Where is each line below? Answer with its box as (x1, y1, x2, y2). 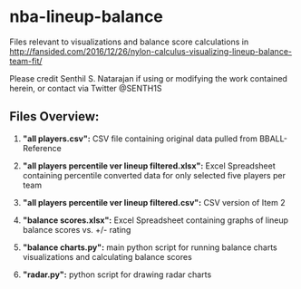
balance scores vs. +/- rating (22, 224, 131, 235)
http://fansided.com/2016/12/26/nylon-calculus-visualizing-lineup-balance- (9, 45, 293, 56)
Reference (22, 142, 62, 153)
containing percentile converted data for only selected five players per (22, 169, 286, 180)
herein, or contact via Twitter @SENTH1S (9, 82, 162, 93)
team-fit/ (9, 55, 43, 66)
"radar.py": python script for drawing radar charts (22, 269, 212, 280)
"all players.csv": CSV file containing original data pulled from (22, 133, 258, 144)
